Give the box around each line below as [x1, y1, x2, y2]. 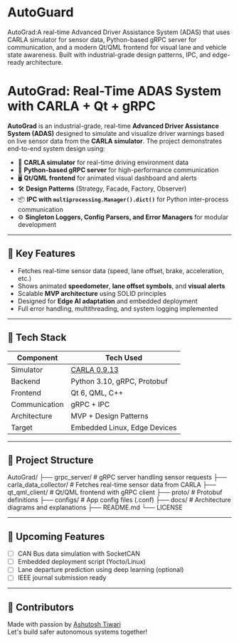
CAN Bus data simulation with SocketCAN [17, 549, 140, 558]
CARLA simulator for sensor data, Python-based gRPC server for [7, 35, 197, 43]
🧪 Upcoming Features [7, 531, 105, 543]
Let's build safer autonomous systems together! [7, 627, 148, 637]
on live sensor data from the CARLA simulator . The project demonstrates [7, 137, 223, 145]
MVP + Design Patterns [70, 410, 149, 420]
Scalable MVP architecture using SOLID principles [17, 289, 167, 297]
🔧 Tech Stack [7, 331, 67, 344]
